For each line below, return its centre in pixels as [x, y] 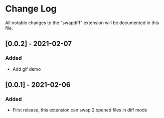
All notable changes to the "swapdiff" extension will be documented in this [82, 23]
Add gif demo [27, 69]
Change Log [31, 9]
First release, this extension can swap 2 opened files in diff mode [80, 110]
